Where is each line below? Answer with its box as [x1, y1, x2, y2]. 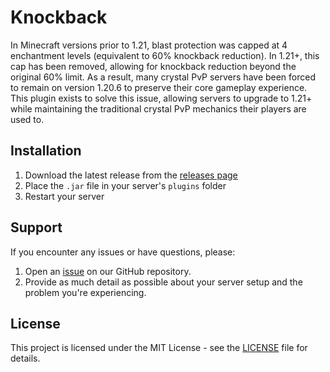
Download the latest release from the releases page [24, 169, 238, 181]
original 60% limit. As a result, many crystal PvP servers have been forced [10, 71, 317, 83]
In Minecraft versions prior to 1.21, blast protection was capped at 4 [10, 39, 288, 51]
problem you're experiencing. [24, 286, 147, 298]
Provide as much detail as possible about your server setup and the [24, 276, 303, 288]
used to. [10, 113, 45, 125]
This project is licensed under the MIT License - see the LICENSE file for [10, 342, 308, 354]
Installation [10, 142, 82, 160]
